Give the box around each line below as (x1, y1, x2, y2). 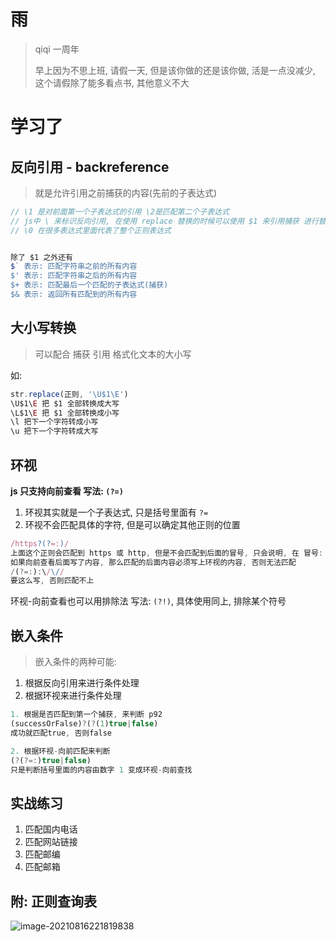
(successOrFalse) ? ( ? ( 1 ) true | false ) (10, 719, 159, 729)
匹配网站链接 (24, 836, 78, 848)
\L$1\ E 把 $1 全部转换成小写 (10, 408, 120, 418)
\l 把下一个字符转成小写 (10, 417, 99, 427)
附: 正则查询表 (10, 893, 97, 910)
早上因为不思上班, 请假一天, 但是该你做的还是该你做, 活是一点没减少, (34, 64, 316, 76)
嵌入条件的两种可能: (34, 656, 117, 668)
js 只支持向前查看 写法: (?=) (10, 485, 124, 497)
